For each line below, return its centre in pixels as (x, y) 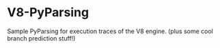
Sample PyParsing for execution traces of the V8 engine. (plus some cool (110, 31)
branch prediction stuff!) (41, 38)
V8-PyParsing (48, 13)
